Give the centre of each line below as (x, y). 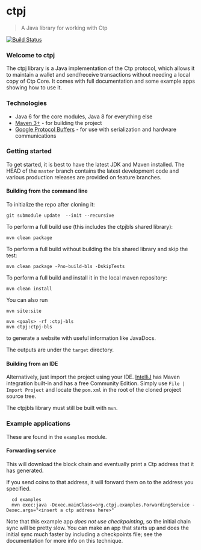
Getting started (29, 151)
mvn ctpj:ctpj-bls (29, 327)
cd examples (27, 499)
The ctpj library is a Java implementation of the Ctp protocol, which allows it (100, 68)
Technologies (26, 103)
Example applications (39, 424)
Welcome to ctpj (31, 55)
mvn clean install (29, 289)
